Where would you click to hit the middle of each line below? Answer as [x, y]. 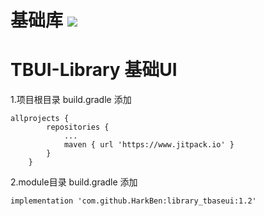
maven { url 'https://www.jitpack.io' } [149, 145]
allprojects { [40, 119]
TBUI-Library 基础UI [94, 70]
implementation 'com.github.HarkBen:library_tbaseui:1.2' [133, 201]
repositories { [78, 127]
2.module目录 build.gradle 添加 [74, 182]
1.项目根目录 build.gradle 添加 [71, 100]
